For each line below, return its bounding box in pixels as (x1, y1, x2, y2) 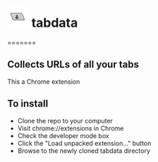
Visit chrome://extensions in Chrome (17, 124, 124, 132)
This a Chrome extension (7, 77, 80, 86)
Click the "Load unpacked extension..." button (17, 139, 152, 147)
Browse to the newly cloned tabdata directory (17, 147, 150, 155)
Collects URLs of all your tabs (7, 58, 140, 70)
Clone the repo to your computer (17, 116, 113, 125)
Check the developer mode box (17, 131, 109, 139)
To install (7, 98, 49, 110)
